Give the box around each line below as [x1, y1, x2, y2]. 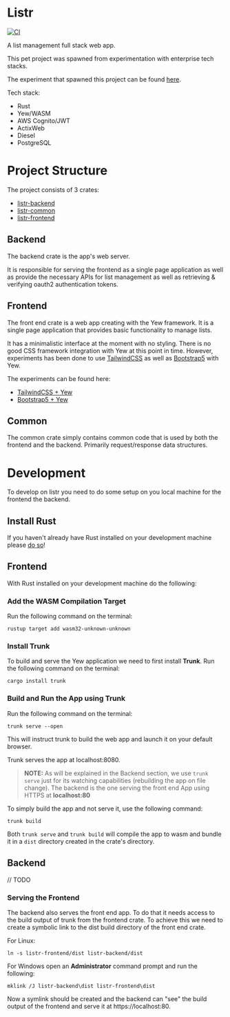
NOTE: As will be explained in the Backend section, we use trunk [23, 768, 209, 777]
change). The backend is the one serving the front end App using [23, 784, 210, 792]
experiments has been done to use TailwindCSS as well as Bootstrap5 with [7, 353, 219, 362]
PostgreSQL [17, 138, 52, 146]
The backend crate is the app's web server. [7, 252, 131, 260]
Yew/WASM [17, 109, 51, 117]
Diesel [17, 131, 36, 139]
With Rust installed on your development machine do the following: [7, 579, 197, 588]
